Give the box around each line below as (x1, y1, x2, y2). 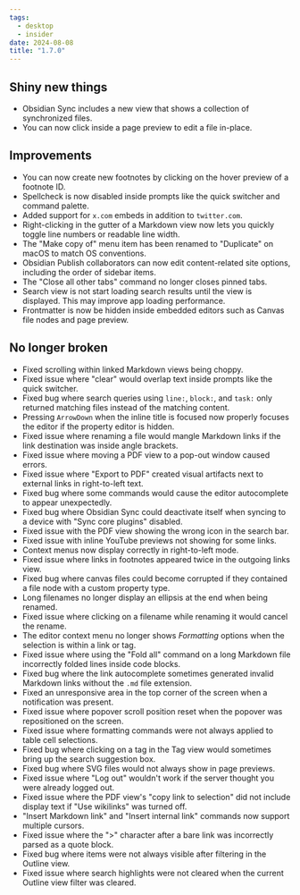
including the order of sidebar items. (21, 266, 156, 277)
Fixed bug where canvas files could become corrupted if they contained (21, 573, 288, 584)
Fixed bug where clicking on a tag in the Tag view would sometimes (21, 744, 272, 755)
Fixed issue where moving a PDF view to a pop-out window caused (21, 449, 271, 460)
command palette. (21, 200, 89, 211)
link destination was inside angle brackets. (21, 440, 179, 451)
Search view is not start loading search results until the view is (21, 285, 253, 296)
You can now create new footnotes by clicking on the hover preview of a (21, 172, 289, 182)
